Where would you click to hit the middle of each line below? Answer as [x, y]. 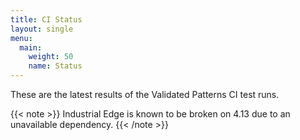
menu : [21, 38]
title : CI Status [46, 19]
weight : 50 [51, 57]
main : [31, 47]
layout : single [42, 29]
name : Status [55, 66]
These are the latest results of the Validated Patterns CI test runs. [145, 94]
